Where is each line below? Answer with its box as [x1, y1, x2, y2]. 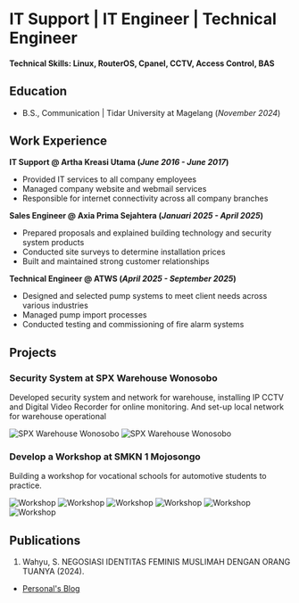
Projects [9, 344, 57, 360]
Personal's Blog [21, 583, 80, 594]
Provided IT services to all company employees [21, 174, 197, 185]
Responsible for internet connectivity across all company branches [21, 193, 269, 204]
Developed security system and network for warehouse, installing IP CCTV [9, 392, 284, 403]
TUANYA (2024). [21, 566, 85, 577]
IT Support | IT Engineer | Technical [9, 9, 277, 29]
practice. [9, 480, 42, 491]
